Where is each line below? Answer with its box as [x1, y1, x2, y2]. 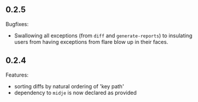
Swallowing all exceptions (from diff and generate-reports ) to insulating [14, 32, 193, 39]
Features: [5, 71, 29, 78]
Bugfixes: [5, 20, 29, 27]
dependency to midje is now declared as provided [14, 89, 137, 96]
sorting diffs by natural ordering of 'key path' [14, 82, 124, 90]
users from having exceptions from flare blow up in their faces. [14, 38, 169, 45]
